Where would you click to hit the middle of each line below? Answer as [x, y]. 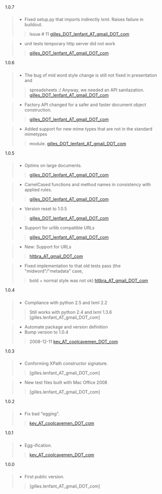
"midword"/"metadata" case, [54, 271]
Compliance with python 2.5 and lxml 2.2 [66, 302]
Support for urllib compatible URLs [59, 228]
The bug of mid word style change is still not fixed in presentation [91, 75]
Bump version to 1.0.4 [46, 332]
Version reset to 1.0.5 [46, 209]
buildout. [33, 25]
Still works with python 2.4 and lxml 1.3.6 [70, 312]
